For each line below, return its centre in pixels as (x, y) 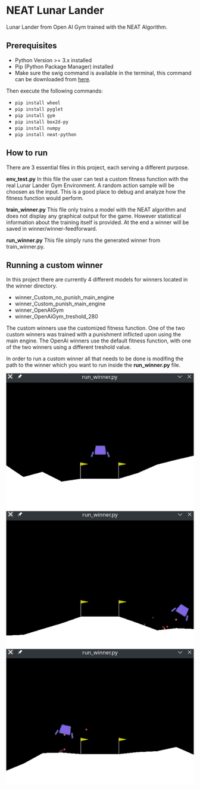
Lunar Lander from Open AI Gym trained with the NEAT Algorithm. (87, 27)
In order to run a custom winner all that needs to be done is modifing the (95, 359)
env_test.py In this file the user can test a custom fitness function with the (97, 179)
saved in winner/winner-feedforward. (52, 228)
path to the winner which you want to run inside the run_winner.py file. (93, 365)
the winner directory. (32, 286)
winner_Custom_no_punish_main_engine (64, 298)
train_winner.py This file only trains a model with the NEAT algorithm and (96, 209)
